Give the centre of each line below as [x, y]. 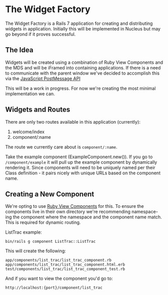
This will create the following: [36, 251]
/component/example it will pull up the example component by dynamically [81, 162]
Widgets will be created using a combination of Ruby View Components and [84, 62]
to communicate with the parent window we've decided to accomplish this [82, 73]
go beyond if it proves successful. [40, 34]
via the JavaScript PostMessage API [43, 78]
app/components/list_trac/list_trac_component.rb [59, 260]
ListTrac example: [23, 232]
